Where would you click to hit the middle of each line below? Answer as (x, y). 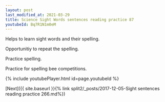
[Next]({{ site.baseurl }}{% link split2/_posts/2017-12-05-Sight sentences (82, 89)
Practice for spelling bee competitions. (46, 69)
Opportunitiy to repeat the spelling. (42, 49)
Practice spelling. (24, 59)
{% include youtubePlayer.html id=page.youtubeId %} (62, 79)
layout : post (19, 10)
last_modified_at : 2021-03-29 (38, 15)
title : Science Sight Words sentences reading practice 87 (70, 19)
